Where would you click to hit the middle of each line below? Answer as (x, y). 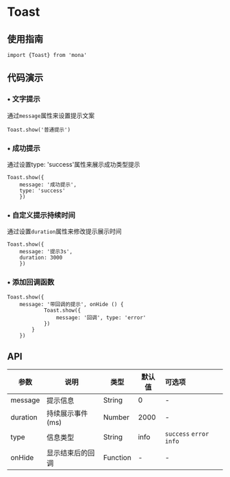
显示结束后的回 (71, 453)
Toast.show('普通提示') (39, 130)
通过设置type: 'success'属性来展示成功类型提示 (74, 164)
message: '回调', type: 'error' (101, 317)
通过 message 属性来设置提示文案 (51, 115)
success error (187, 434)
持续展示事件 (67, 414)
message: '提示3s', (46, 252)
